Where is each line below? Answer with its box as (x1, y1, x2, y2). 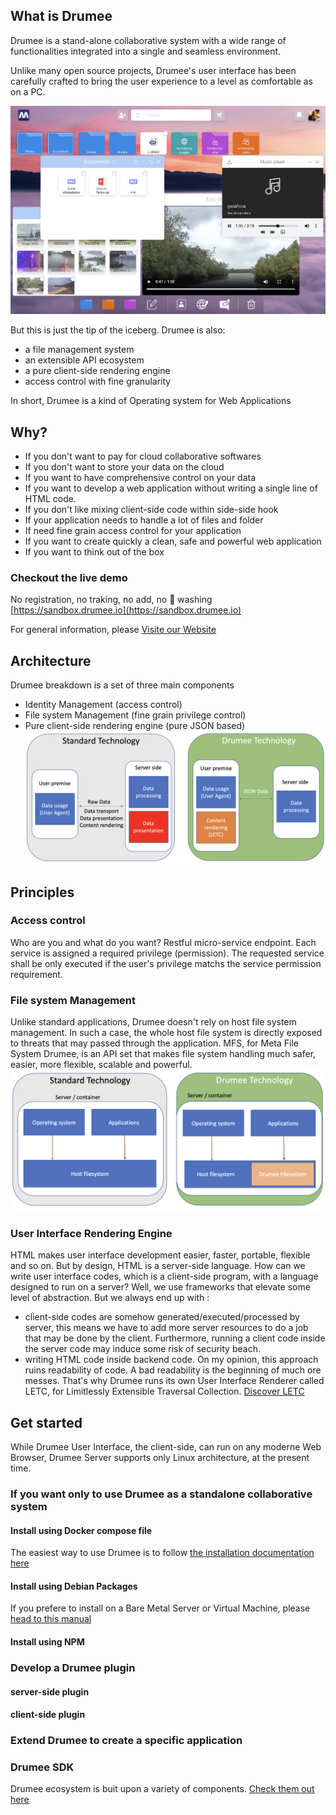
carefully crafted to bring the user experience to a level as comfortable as (10, 75, 314, 87)
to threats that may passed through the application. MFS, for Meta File (10, 1037, 300, 1049)
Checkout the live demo (10, 571, 128, 585)
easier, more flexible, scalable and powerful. (10, 1059, 193, 1071)
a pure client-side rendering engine (24, 365, 171, 377)
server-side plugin (10, 1685, 90, 1698)
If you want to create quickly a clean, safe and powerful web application (24, 535, 322, 548)
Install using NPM (10, 1636, 85, 1648)
